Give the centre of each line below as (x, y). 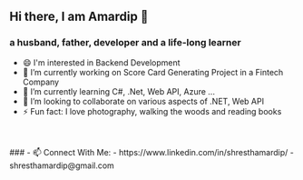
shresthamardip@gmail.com (62, 165)
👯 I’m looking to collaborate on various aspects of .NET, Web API (143, 101)
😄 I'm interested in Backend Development (101, 62)
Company (41, 82)
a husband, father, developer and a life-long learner (126, 43)
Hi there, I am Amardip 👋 (79, 17)
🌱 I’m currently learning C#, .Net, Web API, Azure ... (119, 91)
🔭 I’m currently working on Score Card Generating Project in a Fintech (153, 72)
